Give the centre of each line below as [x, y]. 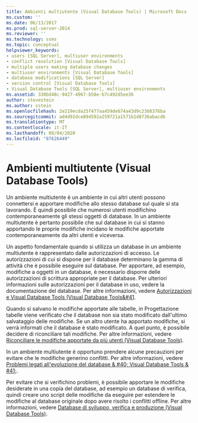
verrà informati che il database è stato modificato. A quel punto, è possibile [98, 327]
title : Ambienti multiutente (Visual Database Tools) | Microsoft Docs [96, 12]
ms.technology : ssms [32, 39]
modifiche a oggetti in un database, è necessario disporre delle [83, 272]
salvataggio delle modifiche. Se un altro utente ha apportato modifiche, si [96, 321]
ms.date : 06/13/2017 [32, 23]
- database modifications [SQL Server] [55, 78]
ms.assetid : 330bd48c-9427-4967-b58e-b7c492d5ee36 [70, 94]
